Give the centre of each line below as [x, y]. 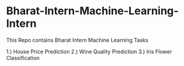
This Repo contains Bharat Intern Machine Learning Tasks [77, 40]
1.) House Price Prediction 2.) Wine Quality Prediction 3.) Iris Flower [89, 51]
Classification [23, 58]
